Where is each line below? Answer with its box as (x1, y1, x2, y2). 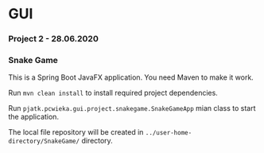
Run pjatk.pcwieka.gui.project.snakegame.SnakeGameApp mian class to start (8, 104, 256, 113)
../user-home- (145, 129, 192, 137)
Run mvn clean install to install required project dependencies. (8, 88, 219, 98)
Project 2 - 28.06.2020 (8, 33, 99, 45)
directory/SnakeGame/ (8, 137, 80, 146)
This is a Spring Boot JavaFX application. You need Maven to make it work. (8, 73, 254, 82)
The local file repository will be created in (8, 127, 144, 137)
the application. (8, 112, 60, 122)
